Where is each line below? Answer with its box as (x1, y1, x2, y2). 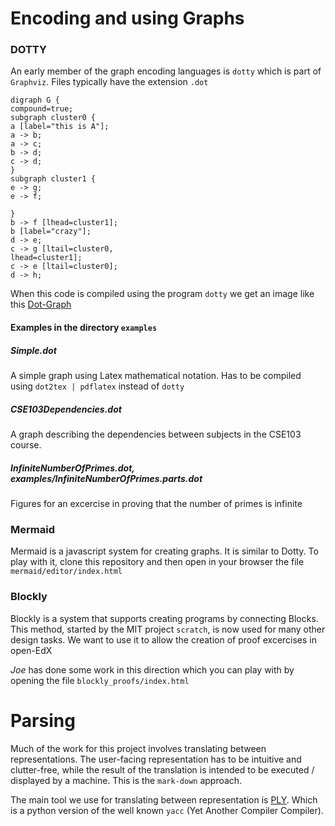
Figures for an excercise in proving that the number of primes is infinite (10, 497, 303, 509)
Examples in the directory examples (10, 322, 158, 334)
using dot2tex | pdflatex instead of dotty (10, 380, 185, 392)
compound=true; (10, 104, 74, 114)
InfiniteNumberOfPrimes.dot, (10, 462, 135, 474)
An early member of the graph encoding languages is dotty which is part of (10, 65, 322, 77)
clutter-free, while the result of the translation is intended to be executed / (10, 763, 315, 776)
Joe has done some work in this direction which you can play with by (10, 663, 295, 676)
